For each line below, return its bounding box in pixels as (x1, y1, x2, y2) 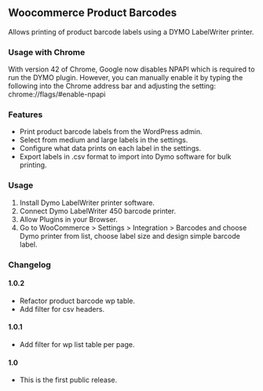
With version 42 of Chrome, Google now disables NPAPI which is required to (8, 64, 255, 74)
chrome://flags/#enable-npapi (8, 90, 106, 99)
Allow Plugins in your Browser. (19, 214, 118, 224)
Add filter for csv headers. (19, 304, 104, 313)
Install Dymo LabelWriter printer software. (19, 198, 155, 207)
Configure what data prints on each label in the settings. (19, 144, 202, 153)
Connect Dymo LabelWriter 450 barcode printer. (19, 206, 177, 215)
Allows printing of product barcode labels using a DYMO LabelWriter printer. (8, 27, 254, 36)
